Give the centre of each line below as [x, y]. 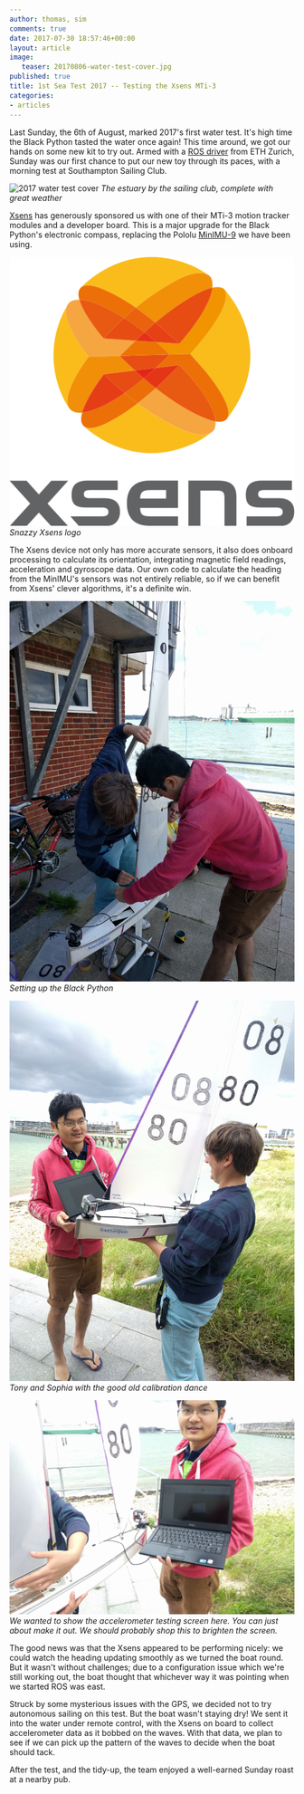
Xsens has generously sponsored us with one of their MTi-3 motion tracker [149, 215]
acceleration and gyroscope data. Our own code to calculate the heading [146, 569]
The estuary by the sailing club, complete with [187, 188]
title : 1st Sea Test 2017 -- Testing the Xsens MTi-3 [113, 86]
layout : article [40, 48]
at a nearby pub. [40, 1779]
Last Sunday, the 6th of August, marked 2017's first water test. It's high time [151, 132]
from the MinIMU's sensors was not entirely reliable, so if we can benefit [145, 579]
